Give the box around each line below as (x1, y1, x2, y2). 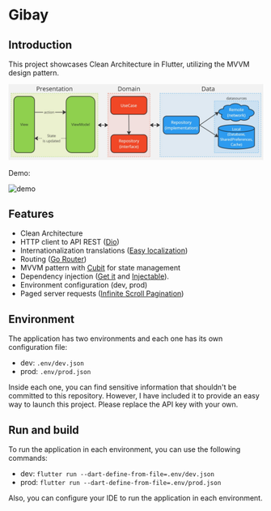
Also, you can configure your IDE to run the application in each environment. (8, 493, 263, 503)
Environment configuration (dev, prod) (19, 280, 148, 290)
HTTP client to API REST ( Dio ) (19, 237, 120, 247)
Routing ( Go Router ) (19, 254, 87, 264)
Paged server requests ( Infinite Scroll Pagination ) (19, 289, 184, 299)
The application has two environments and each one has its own (8, 334, 223, 343)
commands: (8, 454, 49, 463)
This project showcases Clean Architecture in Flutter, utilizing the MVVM (8, 59, 250, 69)
